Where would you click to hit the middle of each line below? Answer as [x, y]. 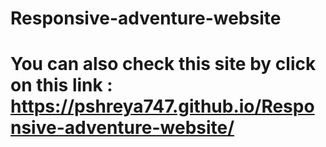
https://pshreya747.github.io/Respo [162, 106]
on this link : [61, 85]
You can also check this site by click [163, 64]
